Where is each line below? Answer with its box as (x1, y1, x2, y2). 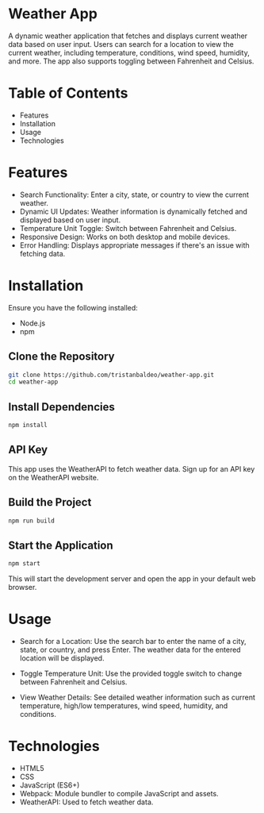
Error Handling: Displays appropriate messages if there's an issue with (19, 240, 250, 250)
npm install (8, 422, 48, 430)
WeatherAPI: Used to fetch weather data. (19, 797, 154, 807)
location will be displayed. (19, 653, 105, 663)
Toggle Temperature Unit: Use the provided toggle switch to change (19, 669, 243, 679)
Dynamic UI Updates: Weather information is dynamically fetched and (19, 206, 248, 216)
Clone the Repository (8, 350, 115, 364)
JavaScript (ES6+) (19, 780, 80, 790)
